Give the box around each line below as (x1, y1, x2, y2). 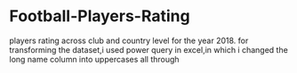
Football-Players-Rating (9, 6, 190, 26)
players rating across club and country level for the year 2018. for (9, 35, 249, 46)
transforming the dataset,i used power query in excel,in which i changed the (9, 44, 289, 55)
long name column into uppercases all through (9, 54, 180, 64)
